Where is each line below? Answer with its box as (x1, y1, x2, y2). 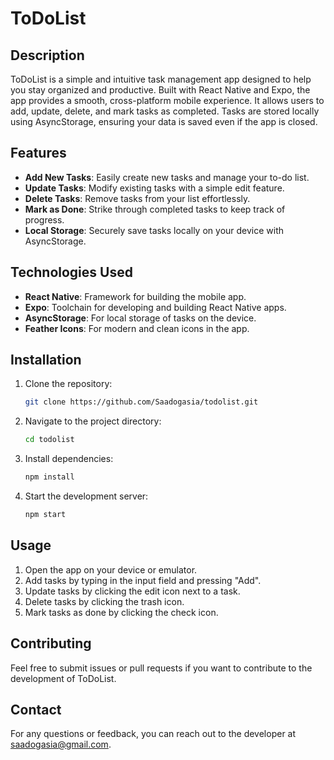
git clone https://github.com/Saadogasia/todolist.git (24, 397, 259, 407)
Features (10, 145, 67, 162)
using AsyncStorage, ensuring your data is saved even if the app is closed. (10, 116, 318, 127)
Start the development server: (24, 490, 149, 502)
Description (10, 47, 85, 64)
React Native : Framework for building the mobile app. (24, 290, 247, 302)
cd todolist (24, 435, 75, 445)
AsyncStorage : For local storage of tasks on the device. (24, 312, 257, 324)
